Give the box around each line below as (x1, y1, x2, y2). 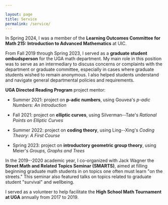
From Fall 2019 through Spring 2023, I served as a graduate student (5, 50, 147, 56)
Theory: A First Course (12, 133, 60, 139)
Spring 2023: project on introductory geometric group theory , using (12, 142, 156, 148)
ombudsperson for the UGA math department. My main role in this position (5, 56, 162, 62)
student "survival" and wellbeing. (5, 179, 75, 185)
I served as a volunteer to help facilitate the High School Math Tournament (5, 189, 162, 195)
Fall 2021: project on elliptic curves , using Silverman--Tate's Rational (12, 112, 157, 118)
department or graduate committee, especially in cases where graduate (5, 66, 154, 72)
